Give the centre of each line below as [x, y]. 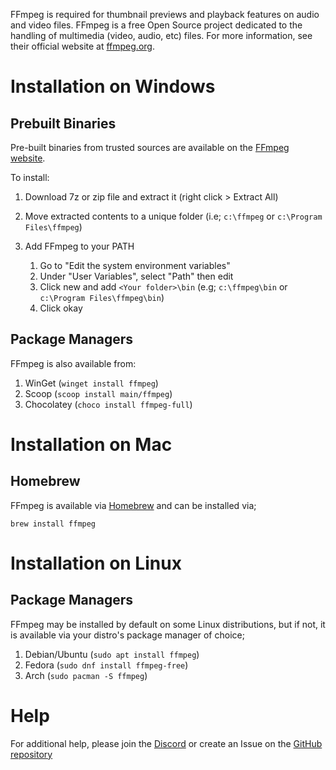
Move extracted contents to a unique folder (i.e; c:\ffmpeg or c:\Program [173, 216]
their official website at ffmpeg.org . [82, 46]
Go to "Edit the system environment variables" [135, 265]
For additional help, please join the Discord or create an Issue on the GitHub [166, 743]
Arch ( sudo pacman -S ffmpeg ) [86, 675]
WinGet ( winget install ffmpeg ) [91, 383]
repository [31, 754]
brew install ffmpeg [53, 524]
